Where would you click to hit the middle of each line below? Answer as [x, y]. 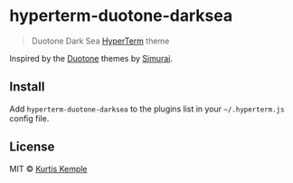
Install [27, 87]
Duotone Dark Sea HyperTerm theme [100, 41]
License [32, 147]
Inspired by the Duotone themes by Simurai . [91, 58]
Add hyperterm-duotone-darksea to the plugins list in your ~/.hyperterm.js [147, 109]
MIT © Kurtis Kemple [48, 169]
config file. [29, 118]
